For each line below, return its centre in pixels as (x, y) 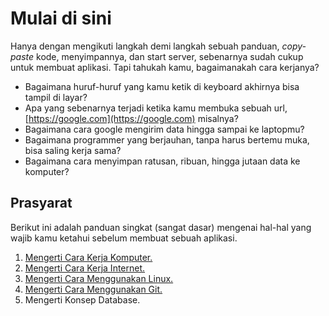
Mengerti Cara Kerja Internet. (85, 268)
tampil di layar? (56, 97)
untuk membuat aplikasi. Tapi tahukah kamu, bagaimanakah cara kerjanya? (165, 67)
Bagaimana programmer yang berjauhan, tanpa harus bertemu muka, (167, 139)
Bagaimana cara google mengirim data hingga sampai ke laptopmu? (164, 129)
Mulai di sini (61, 18)
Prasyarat (41, 203)
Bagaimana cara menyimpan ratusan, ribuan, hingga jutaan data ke (162, 161)
